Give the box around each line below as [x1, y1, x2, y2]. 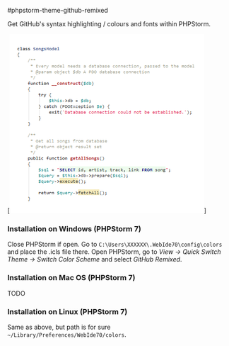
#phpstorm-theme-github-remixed [7, 6, 108, 14]
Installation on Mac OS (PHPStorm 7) [7, 273, 136, 283]
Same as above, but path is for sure [7, 323, 111, 331]
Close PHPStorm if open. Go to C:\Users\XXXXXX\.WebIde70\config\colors [7, 240, 223, 249]
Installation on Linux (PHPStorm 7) [7, 306, 128, 316]
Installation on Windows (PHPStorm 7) [7, 223, 141, 233]
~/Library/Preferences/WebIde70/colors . [7, 330, 127, 339]
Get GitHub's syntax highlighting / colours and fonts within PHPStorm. [7, 20, 211, 28]
